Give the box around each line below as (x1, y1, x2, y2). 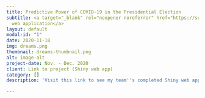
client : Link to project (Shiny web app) (6, 66, 113, 72)
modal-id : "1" (6, 32, 43, 38)
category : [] (6, 72, 40, 78)
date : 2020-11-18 (6, 37, 51, 43)
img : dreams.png (6, 43, 48, 50)
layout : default (6, 26, 48, 32)
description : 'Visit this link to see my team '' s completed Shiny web (6, 77, 190, 83)
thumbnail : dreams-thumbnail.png (6, 49, 92, 55)
